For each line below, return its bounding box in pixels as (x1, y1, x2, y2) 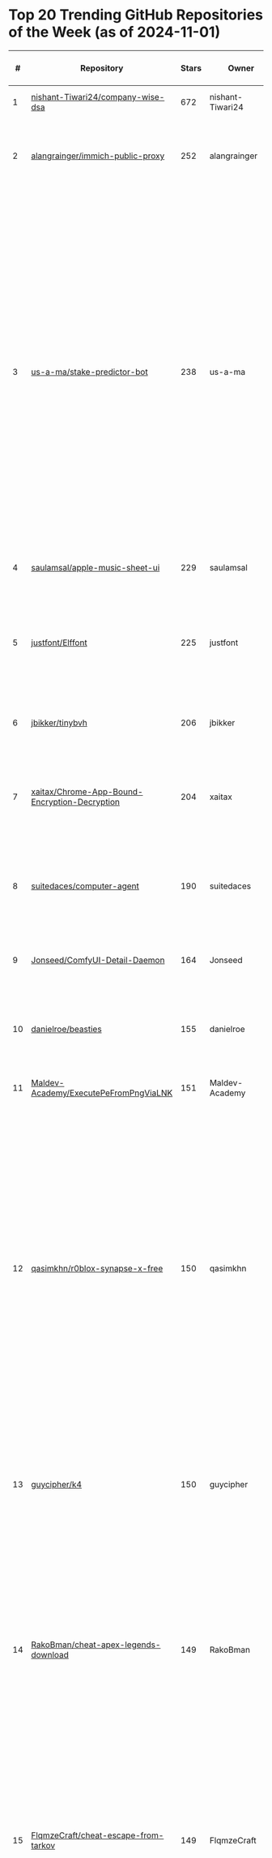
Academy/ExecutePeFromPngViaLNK (31, 1087, 173, 1099)
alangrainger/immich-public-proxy (31, 150, 165, 161)
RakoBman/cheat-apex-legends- (31, 1639, 161, 1650)
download (31, 1649, 69, 1660)
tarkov (31, 1839, 56, 1851)
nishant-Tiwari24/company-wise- (31, 91, 165, 102)
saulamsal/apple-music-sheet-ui (31, 561, 160, 573)
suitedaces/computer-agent (31, 880, 140, 892)
